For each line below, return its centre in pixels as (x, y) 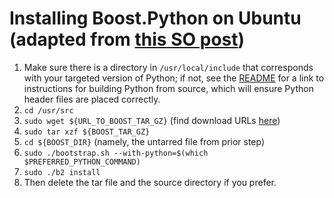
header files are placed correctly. (92, 99)
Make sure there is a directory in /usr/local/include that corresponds (168, 67)
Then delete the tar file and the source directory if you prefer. (150, 182)
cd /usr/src (48, 110)
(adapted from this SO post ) (127, 39)
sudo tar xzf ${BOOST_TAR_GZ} (87, 132)
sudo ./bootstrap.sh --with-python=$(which (116, 153)
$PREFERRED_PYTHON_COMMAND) (82, 162)
